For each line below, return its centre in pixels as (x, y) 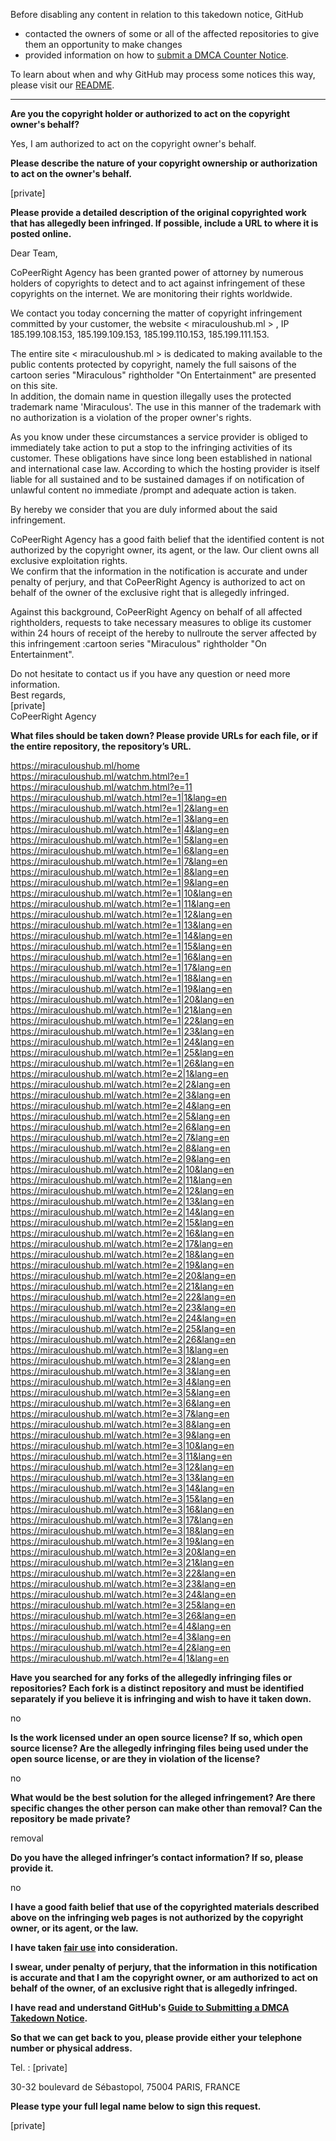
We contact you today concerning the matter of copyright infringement (156, 313)
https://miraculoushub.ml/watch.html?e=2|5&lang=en (120, 1116)
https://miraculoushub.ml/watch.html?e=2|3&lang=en (120, 1095)
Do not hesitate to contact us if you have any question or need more (150, 673)
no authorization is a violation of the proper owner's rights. (131, 417)
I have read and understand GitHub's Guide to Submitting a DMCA (150, 2007)
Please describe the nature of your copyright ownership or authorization (164, 163)
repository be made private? (70, 1818)
